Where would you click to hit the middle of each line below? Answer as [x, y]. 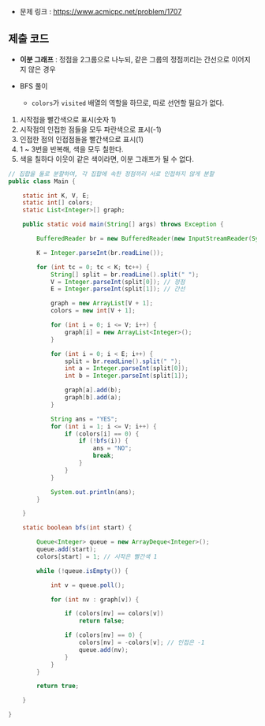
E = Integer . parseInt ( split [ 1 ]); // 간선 [118, 289]
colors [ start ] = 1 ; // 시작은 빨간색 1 [97, 556]
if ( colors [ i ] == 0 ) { [102, 434]
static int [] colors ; [58, 203]
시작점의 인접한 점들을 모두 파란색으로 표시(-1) [90, 129]
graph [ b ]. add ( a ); [93, 398]
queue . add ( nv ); [103, 649]
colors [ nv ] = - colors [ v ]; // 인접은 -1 [142, 643]
